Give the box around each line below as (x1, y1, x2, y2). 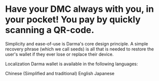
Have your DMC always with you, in (5, 3, 154, 15)
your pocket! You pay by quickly (5, 14, 141, 25)
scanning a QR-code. (5, 25, 94, 36)
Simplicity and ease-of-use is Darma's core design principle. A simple (5, 40, 148, 46)
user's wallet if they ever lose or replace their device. (5, 51, 114, 57)
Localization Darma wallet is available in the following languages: (5, 61, 138, 67)
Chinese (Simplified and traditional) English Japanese (5, 70, 115, 76)
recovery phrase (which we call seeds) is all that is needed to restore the (5, 46, 154, 52)
